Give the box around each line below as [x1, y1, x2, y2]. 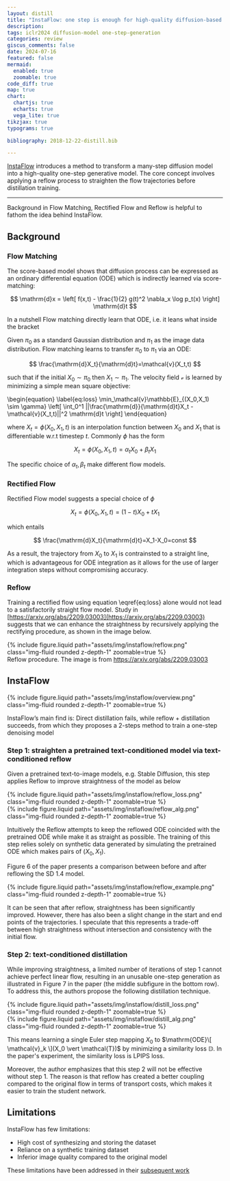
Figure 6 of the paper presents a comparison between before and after [7, 862, 207, 870]
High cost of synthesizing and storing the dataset [16, 1138, 156, 1146]
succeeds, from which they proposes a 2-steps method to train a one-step [7, 721, 218, 729]
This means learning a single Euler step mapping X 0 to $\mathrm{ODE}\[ [7, 1036, 212, 1045]
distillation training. [7, 184, 61, 192]
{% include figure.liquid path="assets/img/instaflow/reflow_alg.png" [7, 805, 200, 813]
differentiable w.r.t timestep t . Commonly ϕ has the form [7, 432, 165, 440]
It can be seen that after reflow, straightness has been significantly [7, 903, 195, 911]
